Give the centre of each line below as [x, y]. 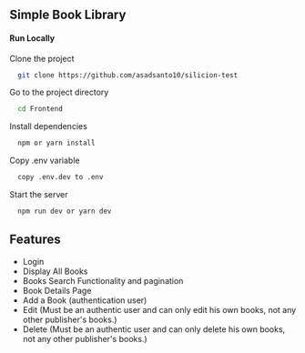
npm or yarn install [56, 143]
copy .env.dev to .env [61, 177]
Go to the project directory [59, 92]
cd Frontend [41, 109]
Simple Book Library [68, 15]
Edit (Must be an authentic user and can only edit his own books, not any [159, 309]
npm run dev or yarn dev [65, 212]
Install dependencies [49, 126]
